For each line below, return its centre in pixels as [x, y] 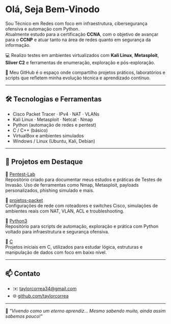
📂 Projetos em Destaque [44, 162]
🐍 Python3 [16, 221]
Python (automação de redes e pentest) [54, 125]
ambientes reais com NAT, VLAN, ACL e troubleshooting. [65, 211]
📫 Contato [23, 273]
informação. [18, 45]
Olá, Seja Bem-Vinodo [53, 9]
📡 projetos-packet [24, 200]
